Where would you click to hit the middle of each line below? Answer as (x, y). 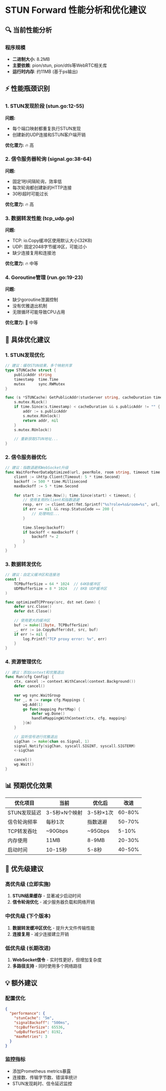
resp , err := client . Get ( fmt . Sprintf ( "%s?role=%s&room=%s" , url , (92, 505)
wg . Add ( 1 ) (33, 704)
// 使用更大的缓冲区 (32, 621)
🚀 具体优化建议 (28, 340)
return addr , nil (41, 421)
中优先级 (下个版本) (28, 916)
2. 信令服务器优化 (26, 457)
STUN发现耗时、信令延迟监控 (42, 1083)
